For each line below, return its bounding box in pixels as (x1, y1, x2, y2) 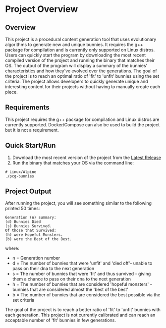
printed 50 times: (5, 206, 40, 212)
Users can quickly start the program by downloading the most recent (5, 52, 146, 58)
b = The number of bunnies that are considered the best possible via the (12, 292, 161, 298)
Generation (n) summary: (5, 215, 56, 220)
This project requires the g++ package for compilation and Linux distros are (5, 116, 160, 122)
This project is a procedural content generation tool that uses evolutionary (5, 36, 157, 42)
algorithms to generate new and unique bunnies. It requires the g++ (5, 42, 144, 48)
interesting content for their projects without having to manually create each (5, 84, 161, 90)
